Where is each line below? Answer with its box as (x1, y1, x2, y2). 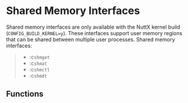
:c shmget (29, 53, 50, 60)
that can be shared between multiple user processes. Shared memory (6, 36, 175, 43)
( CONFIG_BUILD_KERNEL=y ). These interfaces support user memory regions (6, 29, 183, 36)
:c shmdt (29, 72, 48, 79)
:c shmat (29, 60, 48, 67)
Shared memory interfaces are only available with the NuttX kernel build (6, 23, 180, 30)
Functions (6, 89, 44, 99)
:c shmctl (29, 66, 50, 73)
